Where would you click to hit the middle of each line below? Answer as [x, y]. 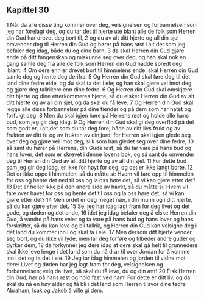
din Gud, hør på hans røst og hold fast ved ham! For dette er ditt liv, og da [98, 277]
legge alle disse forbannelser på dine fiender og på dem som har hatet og [99, 109]
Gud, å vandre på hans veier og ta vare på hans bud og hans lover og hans [100, 219]
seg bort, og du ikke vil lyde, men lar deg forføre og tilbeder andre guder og [101, 238]
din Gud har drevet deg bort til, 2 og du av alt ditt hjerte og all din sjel [93, 37]
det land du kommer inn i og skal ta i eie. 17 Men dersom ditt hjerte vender [99, 232]
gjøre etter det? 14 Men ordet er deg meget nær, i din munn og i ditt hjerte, [100, 199]
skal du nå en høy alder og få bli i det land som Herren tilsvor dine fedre [96, 284]
